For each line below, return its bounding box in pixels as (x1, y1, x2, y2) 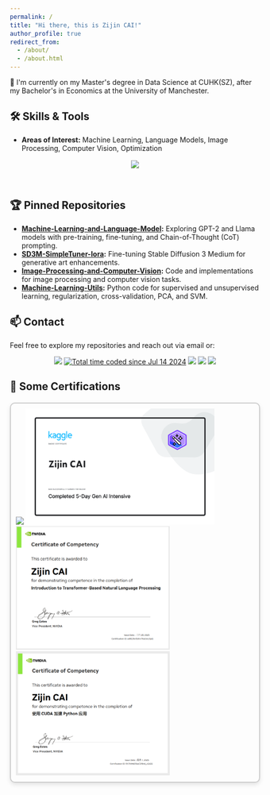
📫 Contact (10, 315, 65, 329)
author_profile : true (10, 29, 82, 37)
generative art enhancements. (21, 257, 121, 267)
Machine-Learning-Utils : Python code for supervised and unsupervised (21, 283, 260, 292)
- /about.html (17, 55, 64, 63)
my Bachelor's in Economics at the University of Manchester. (10, 86, 210, 95)
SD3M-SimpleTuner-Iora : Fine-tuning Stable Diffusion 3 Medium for (21, 249, 246, 258)
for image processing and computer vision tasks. (21, 274, 182, 284)
